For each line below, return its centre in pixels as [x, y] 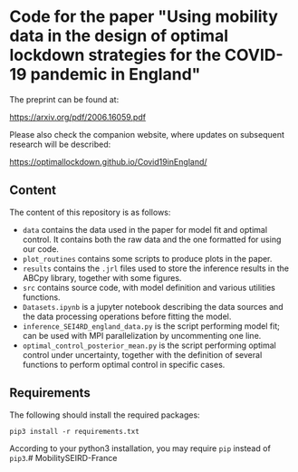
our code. [40, 249]
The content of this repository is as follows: [90, 212]
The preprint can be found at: [64, 99]
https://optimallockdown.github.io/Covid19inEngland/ [108, 161]
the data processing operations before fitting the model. [127, 316]
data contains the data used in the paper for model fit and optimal [145, 229]
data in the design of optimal [119, 36]
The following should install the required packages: [105, 415]
